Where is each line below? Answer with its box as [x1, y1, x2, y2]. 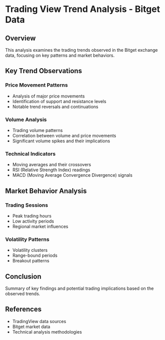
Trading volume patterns [12, 127, 63, 133]
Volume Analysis [5, 116, 47, 123]
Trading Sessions [5, 202, 48, 209]
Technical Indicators [5, 150, 56, 157]
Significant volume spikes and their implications [12, 138, 110, 144]
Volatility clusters [12, 247, 48, 253]
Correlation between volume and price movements [12, 132, 116, 138]
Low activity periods [12, 218, 54, 224]
